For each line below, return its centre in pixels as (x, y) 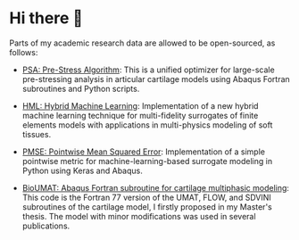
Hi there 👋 (46, 18)
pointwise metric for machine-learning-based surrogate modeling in (147, 161)
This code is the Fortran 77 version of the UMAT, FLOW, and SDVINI (146, 197)
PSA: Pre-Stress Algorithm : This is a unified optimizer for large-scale (148, 70)
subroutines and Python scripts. (81, 88)
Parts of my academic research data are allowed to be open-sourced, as (142, 43)
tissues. (37, 134)
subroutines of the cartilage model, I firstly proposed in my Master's (147, 207)
